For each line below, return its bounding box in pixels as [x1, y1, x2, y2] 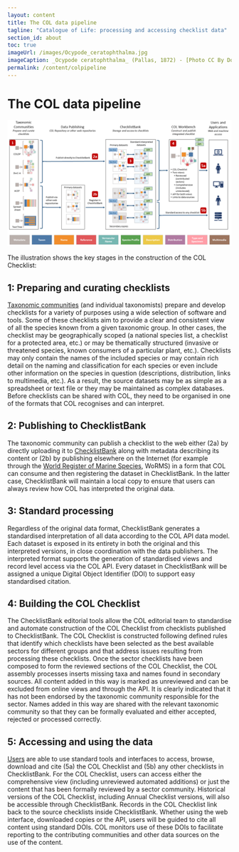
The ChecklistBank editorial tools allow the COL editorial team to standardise [7, 617, 232, 625]
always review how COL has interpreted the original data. [7, 484, 176, 492]
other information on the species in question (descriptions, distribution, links [7, 369, 231, 377]
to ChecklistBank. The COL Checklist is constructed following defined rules [7, 632, 228, 640]
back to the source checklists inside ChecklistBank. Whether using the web [7, 808, 228, 816]
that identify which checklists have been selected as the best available [7, 639, 214, 648]
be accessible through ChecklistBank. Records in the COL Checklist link [7, 800, 218, 809]
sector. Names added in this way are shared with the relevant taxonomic [7, 700, 219, 709]
